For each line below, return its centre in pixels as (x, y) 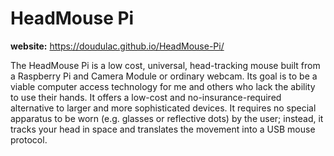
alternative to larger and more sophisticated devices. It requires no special (163, 108)
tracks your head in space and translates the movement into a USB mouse (163, 129)
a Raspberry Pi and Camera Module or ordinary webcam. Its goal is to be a (164, 76)
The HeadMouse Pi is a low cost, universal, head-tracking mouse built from (165, 65)
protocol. (29, 139)
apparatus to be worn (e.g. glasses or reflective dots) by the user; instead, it (167, 118)
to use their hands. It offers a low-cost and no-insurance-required (146, 97)
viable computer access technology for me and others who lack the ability (163, 86)
